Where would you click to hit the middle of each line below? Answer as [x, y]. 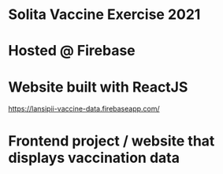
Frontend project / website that [111, 141]
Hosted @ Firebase [72, 51]
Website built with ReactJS [98, 87]
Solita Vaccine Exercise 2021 [104, 15]
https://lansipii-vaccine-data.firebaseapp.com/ [84, 109]
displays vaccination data [94, 158]
